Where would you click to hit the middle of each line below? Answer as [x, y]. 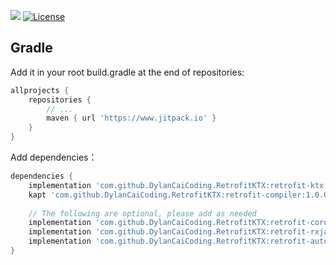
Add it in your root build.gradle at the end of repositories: [127, 72]
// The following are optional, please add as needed [142, 213]
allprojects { [40, 90]
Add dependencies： [54, 157]
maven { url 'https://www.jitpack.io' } [131, 118]
